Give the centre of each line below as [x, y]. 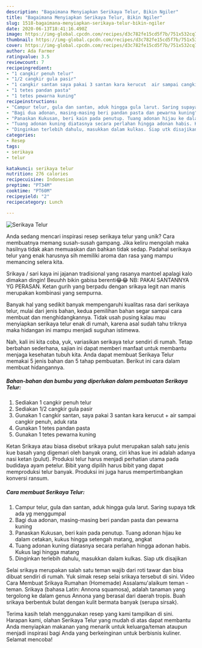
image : [14, 34]
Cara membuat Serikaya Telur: [46, 492]
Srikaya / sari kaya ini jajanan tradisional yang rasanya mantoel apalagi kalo [99, 273]
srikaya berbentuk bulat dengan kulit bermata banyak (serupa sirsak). [92, 602]
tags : [13, 146]
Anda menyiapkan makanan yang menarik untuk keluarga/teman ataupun [97, 627]
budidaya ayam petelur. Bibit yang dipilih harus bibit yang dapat [85, 465]
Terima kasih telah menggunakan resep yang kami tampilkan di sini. [90, 614]
